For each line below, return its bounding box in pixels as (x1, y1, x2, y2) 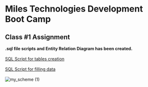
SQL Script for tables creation (5, 56, 65, 61)
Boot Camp (5, 14, 51, 25)
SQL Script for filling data (5, 66, 56, 72)
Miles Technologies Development (5, 3, 143, 14)
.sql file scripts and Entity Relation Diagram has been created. (5, 46, 133, 51)
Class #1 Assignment (5, 33, 71, 41)
